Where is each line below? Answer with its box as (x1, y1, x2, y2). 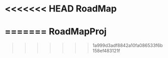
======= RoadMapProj (5, 26, 107, 37)
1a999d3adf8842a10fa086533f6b (92, 42, 163, 48)
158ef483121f (92, 48, 121, 54)
